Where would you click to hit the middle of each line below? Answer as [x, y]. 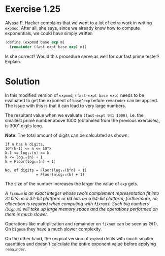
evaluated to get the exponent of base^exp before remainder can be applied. [82, 100]
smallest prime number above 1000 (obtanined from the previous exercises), [82, 120]
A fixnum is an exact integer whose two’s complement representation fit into [82, 193]
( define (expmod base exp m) [35, 42]
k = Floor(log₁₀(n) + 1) [31, 161]
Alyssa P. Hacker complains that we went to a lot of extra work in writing [79, 23]
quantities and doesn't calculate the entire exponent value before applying [81, 244]
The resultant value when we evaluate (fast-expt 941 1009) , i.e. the [74, 115]
